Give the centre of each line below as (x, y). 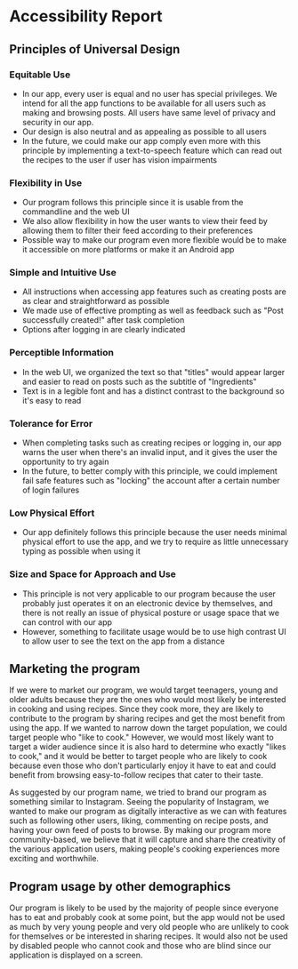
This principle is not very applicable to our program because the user (149, 594)
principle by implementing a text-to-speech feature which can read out (152, 150)
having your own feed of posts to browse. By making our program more (140, 830)
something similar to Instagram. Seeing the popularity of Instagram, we (139, 802)
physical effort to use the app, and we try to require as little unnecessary (155, 542)
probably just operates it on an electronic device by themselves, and (147, 603)
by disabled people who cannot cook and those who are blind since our (140, 946)
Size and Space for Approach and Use (93, 574)
